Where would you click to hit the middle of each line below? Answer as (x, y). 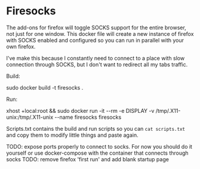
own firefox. (21, 47)
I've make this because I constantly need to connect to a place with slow (96, 58)
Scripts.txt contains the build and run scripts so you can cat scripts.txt (96, 128)
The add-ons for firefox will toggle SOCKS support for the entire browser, (96, 27)
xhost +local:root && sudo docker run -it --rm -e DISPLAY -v (80, 110)
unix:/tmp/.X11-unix (30, 117)
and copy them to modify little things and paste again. (72, 135)
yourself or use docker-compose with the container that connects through (98, 153)
